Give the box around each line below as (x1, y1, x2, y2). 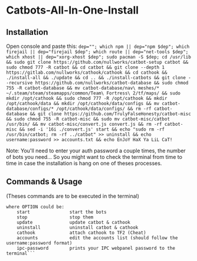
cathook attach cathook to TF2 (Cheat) (17, 230, 146, 236)
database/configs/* (6, 106, 54, 112)
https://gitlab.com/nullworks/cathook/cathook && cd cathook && (6, 70, 168, 76)
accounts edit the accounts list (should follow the (17, 234, 178, 241)
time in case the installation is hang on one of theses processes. (6, 160, 162, 167)
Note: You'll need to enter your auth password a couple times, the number (6, 147, 186, 154)
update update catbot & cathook (17, 219, 131, 225)
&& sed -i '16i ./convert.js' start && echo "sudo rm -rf (19, 126, 165, 132)
